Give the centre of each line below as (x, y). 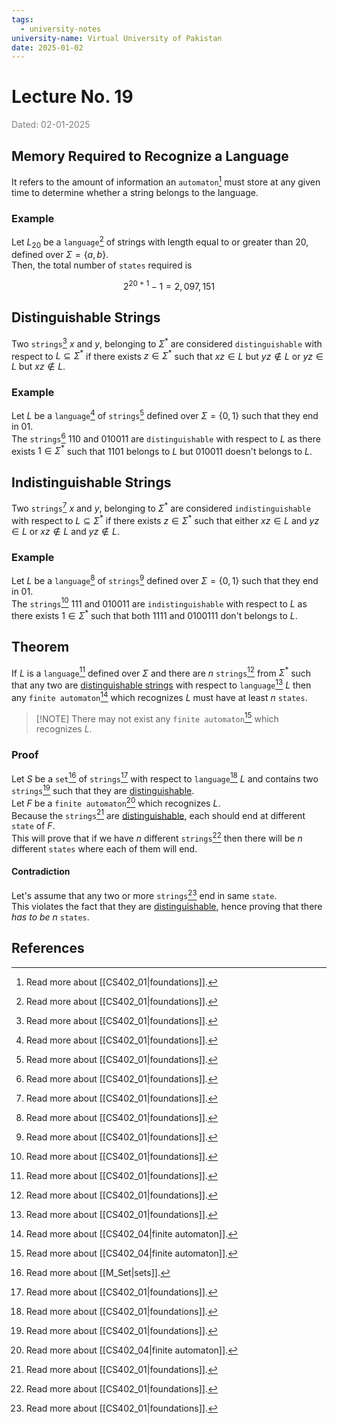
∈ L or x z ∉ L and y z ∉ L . (65, 531)
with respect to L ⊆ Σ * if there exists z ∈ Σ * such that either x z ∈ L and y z (165, 519)
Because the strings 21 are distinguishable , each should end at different (158, 814)
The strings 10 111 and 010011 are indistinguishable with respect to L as (159, 603)
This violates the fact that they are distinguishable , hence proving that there (167, 906)
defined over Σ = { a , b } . (60, 255)
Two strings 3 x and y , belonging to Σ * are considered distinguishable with (167, 343)
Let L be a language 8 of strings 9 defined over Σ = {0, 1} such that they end (165, 579)
